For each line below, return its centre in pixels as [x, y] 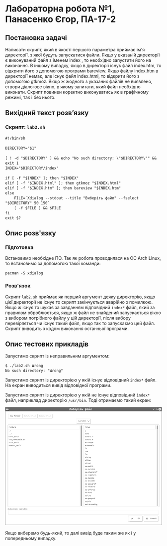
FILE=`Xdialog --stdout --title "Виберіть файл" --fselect [77, 198]
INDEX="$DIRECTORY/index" [32, 168]
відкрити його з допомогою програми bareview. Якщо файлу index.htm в [82, 71]
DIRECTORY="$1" [21, 148]
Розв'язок [18, 286]
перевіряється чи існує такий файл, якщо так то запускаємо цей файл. [80, 323]
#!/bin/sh [15, 138]
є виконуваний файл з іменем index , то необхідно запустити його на [78, 60]
